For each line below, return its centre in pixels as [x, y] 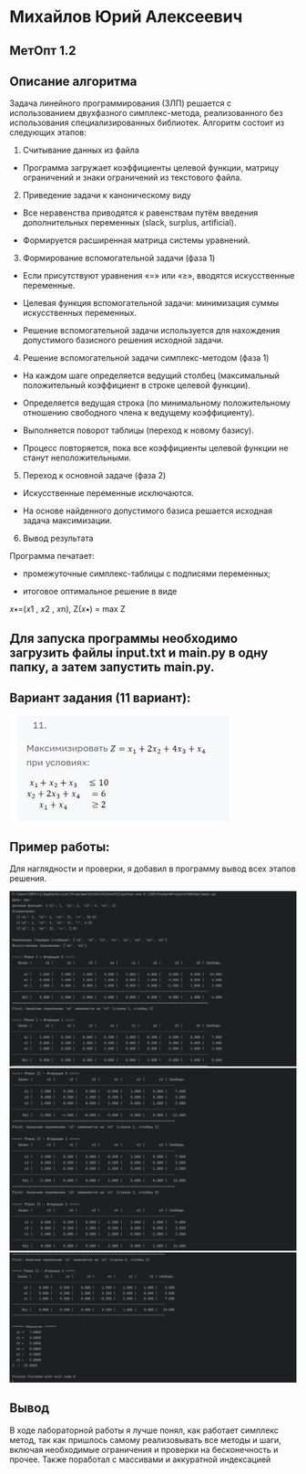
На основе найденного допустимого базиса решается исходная [148, 511]
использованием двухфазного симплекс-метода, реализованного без [147, 113]
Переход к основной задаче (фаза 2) [94, 476]
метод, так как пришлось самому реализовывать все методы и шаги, [146, 1439]
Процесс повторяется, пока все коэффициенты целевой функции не [155, 448]
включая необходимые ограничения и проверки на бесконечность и [144, 1449]
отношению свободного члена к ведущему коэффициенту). [138, 413]
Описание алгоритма [73, 81]
